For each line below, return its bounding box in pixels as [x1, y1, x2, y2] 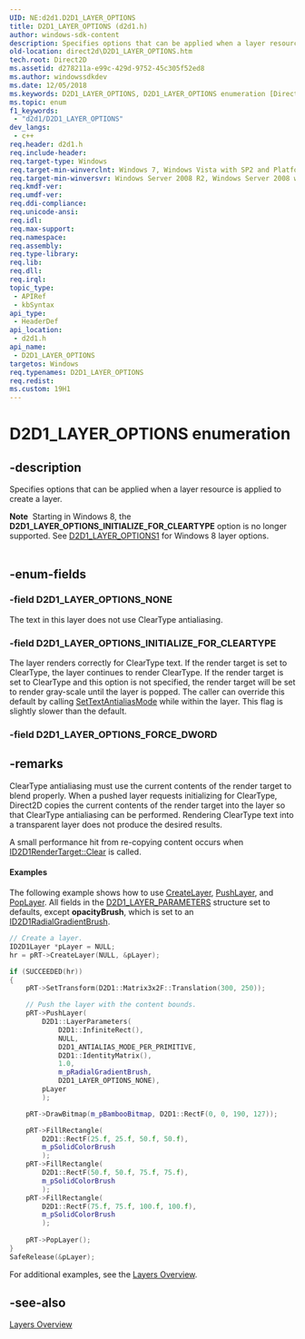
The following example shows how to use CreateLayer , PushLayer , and [9, 887, 274, 899]
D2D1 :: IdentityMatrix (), [57, 1050, 152, 1060]
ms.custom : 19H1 [9, 385, 71, 394]
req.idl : [9, 215, 43, 225]
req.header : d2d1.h [9, 140, 84, 149]
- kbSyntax [13, 300, 54, 310]
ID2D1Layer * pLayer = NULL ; [9, 941, 116, 951]
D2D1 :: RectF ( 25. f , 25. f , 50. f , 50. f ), [42, 1134, 189, 1144]
